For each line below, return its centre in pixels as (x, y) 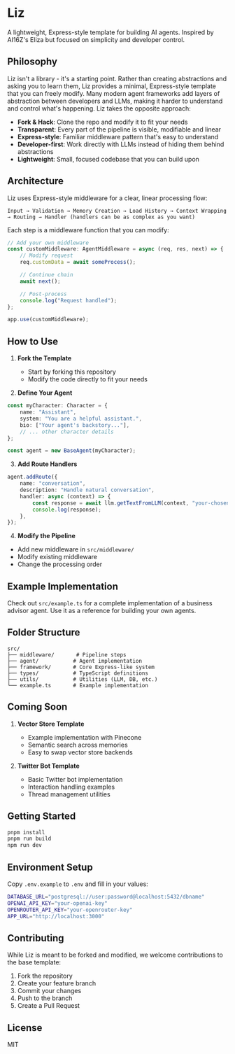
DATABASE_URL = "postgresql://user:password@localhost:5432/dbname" (106, 897)
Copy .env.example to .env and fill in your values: (78, 884)
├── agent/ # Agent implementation (74, 661)
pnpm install (26, 832)
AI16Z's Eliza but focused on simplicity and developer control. (96, 39)
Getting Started (42, 816)
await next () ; (40, 281)
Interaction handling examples (71, 787)
